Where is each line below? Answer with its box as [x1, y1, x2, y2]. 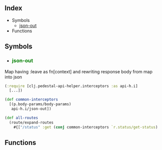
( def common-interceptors [4, 97, 58, 102]
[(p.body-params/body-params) [9, 102, 71, 107]
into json [4, 74, 22, 80]
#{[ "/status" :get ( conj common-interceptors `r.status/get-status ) [13, 125, 158, 130]
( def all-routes [4, 115, 38, 120]
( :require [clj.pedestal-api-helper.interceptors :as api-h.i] [4, 83, 138, 89]
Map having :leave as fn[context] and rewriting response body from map [4, 68, 153, 74]
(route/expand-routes [9, 120, 54, 125]
